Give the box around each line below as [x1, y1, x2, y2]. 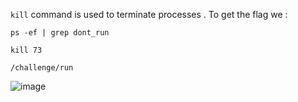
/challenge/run [10, 63, 74, 73]
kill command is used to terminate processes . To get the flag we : [10, 9, 288, 20]
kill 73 [10, 45, 43, 55]
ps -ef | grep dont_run [10, 28, 110, 38]
